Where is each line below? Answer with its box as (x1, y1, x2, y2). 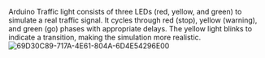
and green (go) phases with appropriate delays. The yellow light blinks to (8, 24, 253, 33)
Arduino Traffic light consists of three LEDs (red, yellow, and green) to (8, 7, 242, 16)
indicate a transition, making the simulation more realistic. (8, 32, 202, 42)
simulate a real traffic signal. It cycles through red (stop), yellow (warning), (8, 15, 258, 25)
